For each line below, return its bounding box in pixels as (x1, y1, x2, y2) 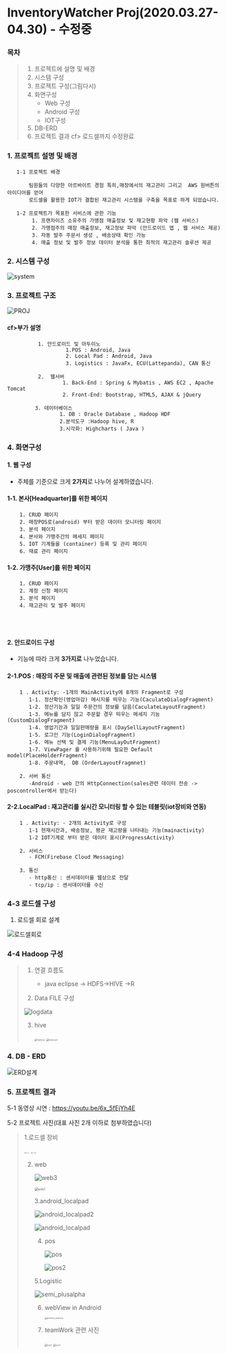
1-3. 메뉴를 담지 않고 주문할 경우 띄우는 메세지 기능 (28, 711, 160, 718)
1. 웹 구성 (7, 461, 32, 469)
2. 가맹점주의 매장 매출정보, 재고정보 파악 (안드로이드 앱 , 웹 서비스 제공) (32, 224, 221, 231)
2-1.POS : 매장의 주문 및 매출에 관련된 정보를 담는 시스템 (7, 671, 157, 680)
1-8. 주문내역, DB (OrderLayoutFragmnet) (28, 759, 147, 766)
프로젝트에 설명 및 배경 (34, 65, 96, 73)
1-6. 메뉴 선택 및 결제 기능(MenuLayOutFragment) (28, 738, 161, 746)
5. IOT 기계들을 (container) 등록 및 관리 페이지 (19, 540, 147, 548)
